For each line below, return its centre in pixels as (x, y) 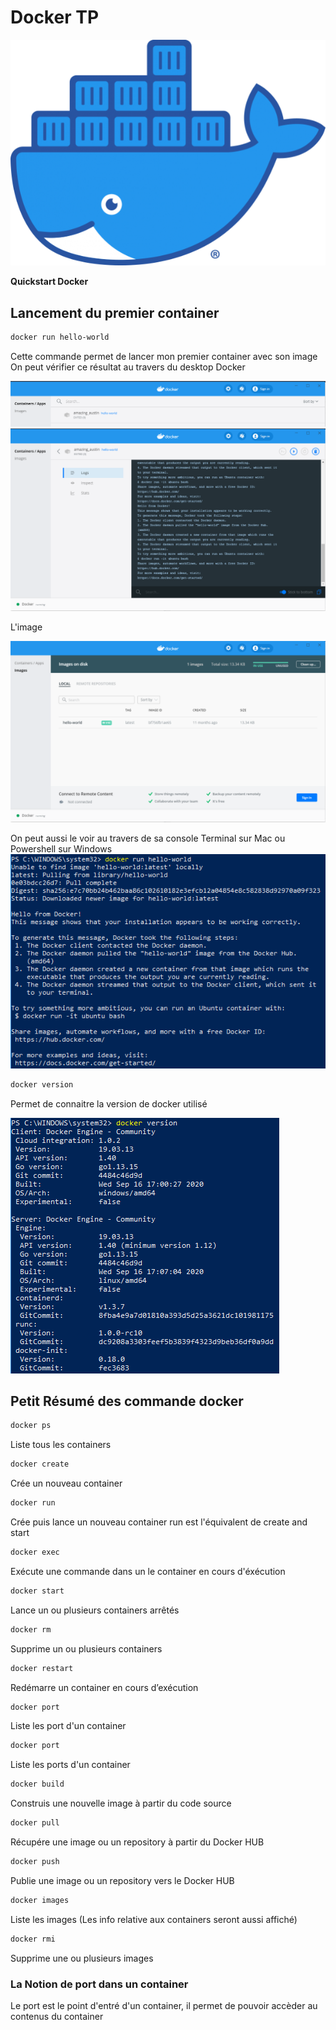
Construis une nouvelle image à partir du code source (121, 1803)
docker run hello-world (60, 337)
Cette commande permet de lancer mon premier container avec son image (164, 356)
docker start (37, 1591)
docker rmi (33, 1939)
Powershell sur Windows (61, 848)
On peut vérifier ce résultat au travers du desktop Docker (128, 367)
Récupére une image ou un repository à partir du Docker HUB (137, 1842)
